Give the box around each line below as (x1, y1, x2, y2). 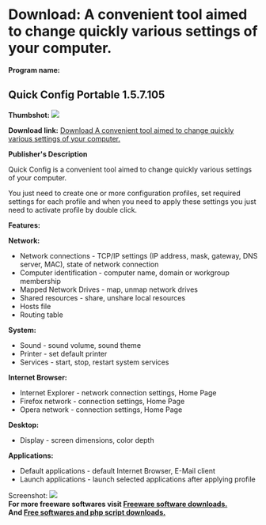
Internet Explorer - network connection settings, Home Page (19, 387, 217, 397)
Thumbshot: (8, 110, 50, 119)
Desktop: (8, 420, 40, 429)
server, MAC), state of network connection (19, 259, 159, 269)
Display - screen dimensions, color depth (19, 435, 154, 444)
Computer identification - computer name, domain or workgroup (19, 267, 230, 278)
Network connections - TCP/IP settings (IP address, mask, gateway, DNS (19, 251, 258, 260)
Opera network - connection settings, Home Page (19, 405, 183, 414)
